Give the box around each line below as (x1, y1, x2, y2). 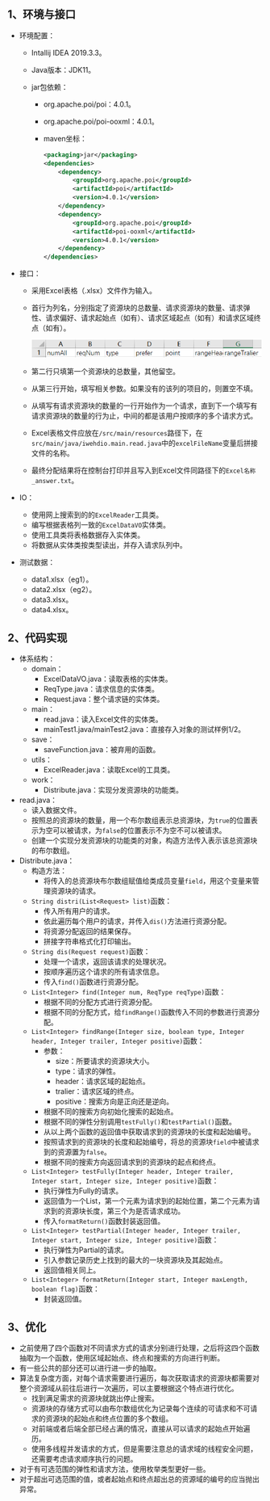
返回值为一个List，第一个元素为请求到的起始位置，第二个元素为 (43, 1196, 253, 1206)
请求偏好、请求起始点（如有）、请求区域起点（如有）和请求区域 (45, 313, 255, 323)
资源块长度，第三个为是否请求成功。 (64, 1206, 185, 1216)
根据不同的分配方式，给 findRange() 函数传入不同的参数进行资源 (43, 1007, 253, 1017)
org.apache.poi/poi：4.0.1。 (43, 99, 136, 109)
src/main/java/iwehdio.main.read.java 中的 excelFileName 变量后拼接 (31, 439, 259, 448)
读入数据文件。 (31, 805, 81, 815)
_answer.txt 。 (31, 476, 79, 486)
